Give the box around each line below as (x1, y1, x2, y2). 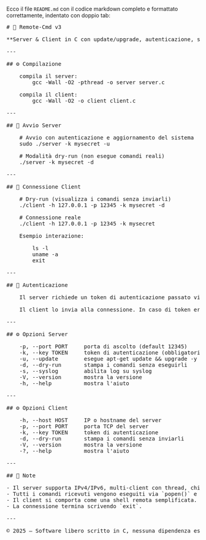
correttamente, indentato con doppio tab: (6, 12, 110, 19)
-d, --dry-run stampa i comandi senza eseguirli (19, 362, 188, 368)
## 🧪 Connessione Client (6, 184, 81, 190)
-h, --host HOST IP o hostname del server (19, 417, 162, 423)
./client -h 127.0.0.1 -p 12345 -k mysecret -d (19, 202, 166, 208)
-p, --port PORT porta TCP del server (19, 423, 149, 429)
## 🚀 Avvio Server (6, 122, 62, 128)
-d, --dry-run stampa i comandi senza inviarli (19, 436, 185, 442)
